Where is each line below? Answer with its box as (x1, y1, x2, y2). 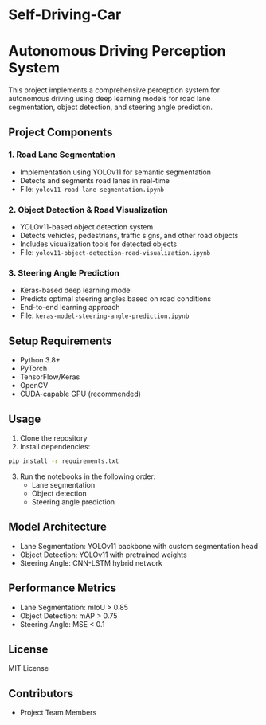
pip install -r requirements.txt (8, 457, 119, 465)
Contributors (8, 687, 74, 700)
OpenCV (19, 381, 49, 390)
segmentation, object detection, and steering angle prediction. (8, 102, 213, 112)
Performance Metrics (8, 582, 117, 595)
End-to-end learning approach (19, 303, 120, 312)
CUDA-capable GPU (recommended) (19, 389, 142, 399)
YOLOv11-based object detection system (19, 222, 154, 232)
